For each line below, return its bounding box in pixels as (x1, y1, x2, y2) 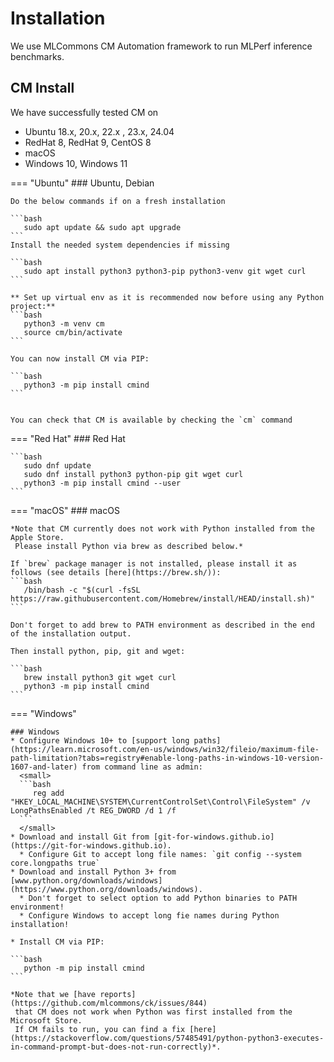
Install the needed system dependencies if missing (10, 240, 230, 250)
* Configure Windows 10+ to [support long (10, 735, 190, 746)
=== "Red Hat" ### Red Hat (10, 432, 126, 444)
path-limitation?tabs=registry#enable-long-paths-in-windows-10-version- (10, 753, 325, 763)
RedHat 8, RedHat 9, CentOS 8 (24, 136, 152, 148)
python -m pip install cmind (23, 963, 145, 973)
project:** (10, 301, 56, 311)
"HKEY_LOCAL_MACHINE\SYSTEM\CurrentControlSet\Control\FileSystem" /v (10, 797, 311, 807)
